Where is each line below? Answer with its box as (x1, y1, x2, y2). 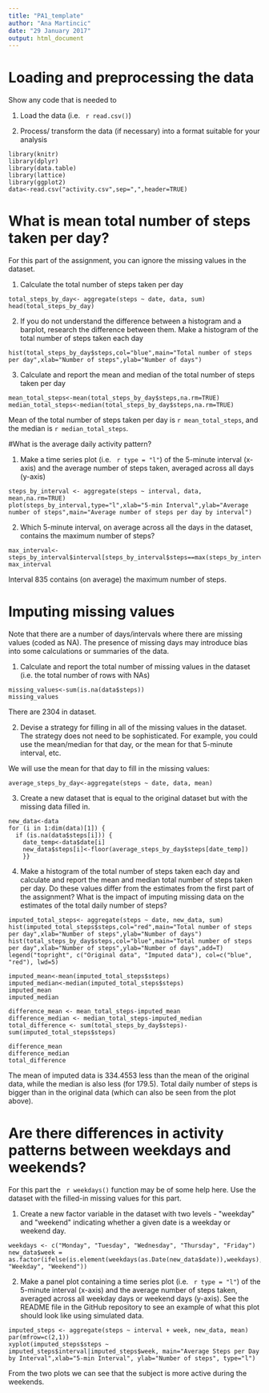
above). (8, 1096, 34, 1106)
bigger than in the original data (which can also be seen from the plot (8, 1088, 236, 1098)
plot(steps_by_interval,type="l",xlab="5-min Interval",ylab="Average (8, 502, 249, 510)
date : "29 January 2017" (8, 26, 91, 35)
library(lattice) (8, 172, 66, 180)
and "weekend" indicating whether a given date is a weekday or (19, 1217, 231, 1227)
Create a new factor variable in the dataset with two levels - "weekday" (19, 1209, 255, 1218)
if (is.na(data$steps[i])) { (15, 831, 113, 839)
